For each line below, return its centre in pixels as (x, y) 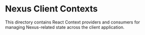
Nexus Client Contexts (52, 9)
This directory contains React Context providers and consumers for (72, 22)
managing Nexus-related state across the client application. (65, 27)
